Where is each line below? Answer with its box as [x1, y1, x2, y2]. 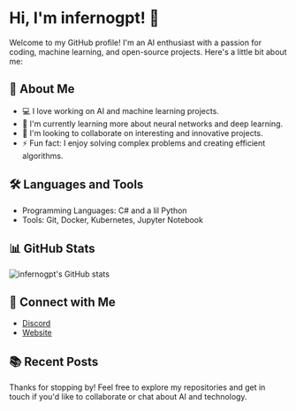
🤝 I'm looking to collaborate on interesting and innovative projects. [21, 127, 263, 138]
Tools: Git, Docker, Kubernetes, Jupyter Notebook [21, 214, 203, 225]
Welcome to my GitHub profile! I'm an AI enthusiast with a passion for [9, 37, 262, 48]
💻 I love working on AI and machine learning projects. [21, 105, 219, 116]
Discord [21, 318, 51, 329]
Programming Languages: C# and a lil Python [21, 205, 187, 216]
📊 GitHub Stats [9, 240, 95, 255]
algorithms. [21, 150, 64, 161]
